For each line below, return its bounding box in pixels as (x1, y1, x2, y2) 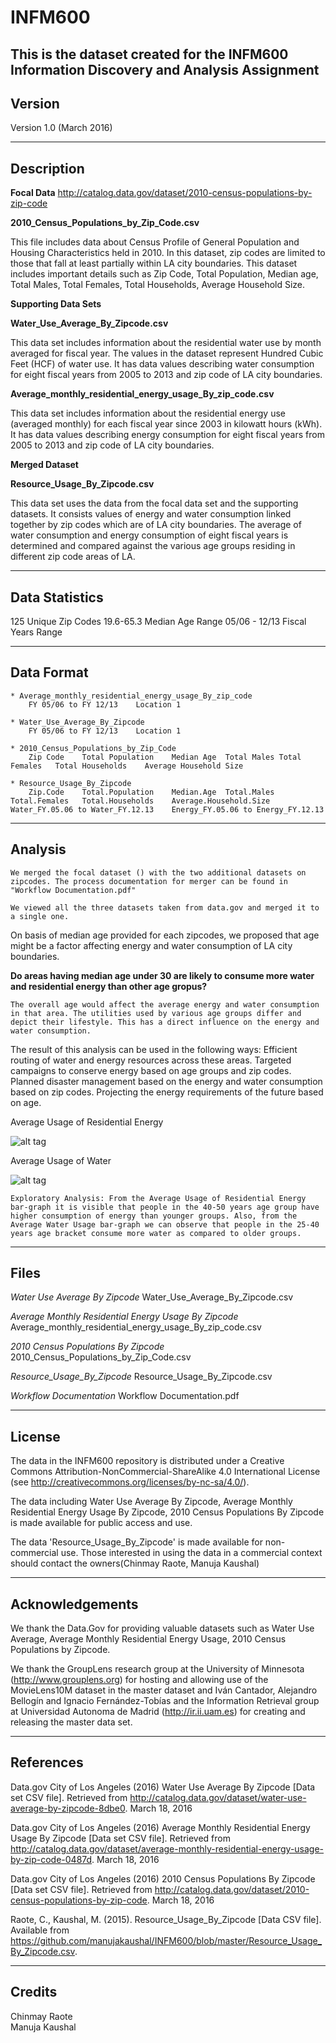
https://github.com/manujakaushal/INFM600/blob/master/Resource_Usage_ (10, 1934, 323, 1946)
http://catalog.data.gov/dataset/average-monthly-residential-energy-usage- (10, 1842, 325, 1855)
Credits (10, 1984, 58, 2001)
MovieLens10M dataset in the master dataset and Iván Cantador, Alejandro (10, 1684, 318, 1696)
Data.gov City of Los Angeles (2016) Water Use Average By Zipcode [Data (10, 1781, 316, 1793)
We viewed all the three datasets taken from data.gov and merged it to (10, 902, 320, 913)
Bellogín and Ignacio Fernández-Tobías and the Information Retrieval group (10, 1695, 320, 1707)
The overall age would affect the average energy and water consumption (10, 999, 320, 1010)
